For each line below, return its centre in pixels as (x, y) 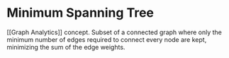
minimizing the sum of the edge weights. (66, 47)
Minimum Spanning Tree (80, 13)
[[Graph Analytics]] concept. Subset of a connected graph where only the (114, 32)
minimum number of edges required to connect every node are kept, (107, 39)
